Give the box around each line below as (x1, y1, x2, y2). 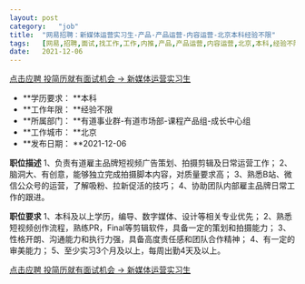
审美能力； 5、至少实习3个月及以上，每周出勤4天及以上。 (9, 245, 225, 256)
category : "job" (9, 22, 79, 31)
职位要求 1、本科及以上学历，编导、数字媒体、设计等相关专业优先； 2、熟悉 (9, 211, 293, 222)
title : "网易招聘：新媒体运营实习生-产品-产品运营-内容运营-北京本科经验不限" (9, 30, 276, 39)
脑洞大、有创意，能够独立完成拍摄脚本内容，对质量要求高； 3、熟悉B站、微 (9, 169, 292, 180)
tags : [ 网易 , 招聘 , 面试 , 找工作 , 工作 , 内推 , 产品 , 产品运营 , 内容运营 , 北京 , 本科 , (9, 38, 274, 48)
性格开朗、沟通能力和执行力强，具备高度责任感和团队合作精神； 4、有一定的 (9, 234, 295, 245)
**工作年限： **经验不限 (22, 104, 113, 115)
